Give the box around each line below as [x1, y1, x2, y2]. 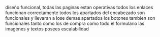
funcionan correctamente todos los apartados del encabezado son [5, 10, 145, 16]
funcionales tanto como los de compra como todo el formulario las [5, 20, 145, 26]
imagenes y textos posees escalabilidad [5, 26, 89, 32]
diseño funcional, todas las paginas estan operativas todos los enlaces [5, 5, 153, 10]
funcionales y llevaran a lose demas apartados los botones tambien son [5, 15, 155, 21]
